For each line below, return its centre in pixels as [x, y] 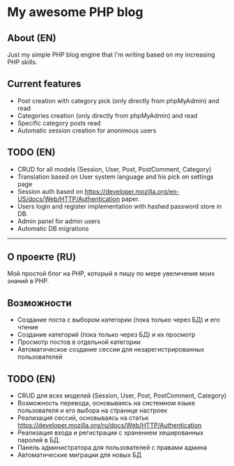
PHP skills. [22, 62]
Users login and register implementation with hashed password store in [119, 206]
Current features [44, 84]
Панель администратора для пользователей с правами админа [112, 448]
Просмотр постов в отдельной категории [79, 342]
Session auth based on [50, 191]
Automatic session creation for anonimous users [87, 130]
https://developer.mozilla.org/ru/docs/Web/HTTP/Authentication [109, 426]
